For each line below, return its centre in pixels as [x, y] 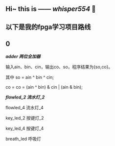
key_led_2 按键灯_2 [25, 118]
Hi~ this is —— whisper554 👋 [51, 9]
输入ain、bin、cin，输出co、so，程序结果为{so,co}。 [59, 67]
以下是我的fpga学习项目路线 [48, 27]
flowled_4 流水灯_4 [24, 107]
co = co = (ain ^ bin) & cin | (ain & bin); [44, 87]
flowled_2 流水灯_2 [25, 97]
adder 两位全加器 [23, 56]
